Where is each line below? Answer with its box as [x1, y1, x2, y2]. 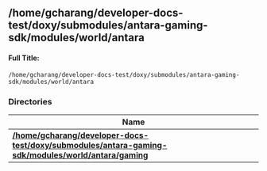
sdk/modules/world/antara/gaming [12, 150, 149, 161]
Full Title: [8, 53, 40, 63]
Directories [8, 96, 52, 107]
